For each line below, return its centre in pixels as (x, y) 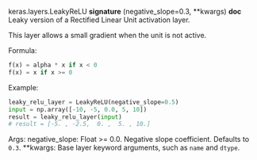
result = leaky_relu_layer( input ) (65, 117)
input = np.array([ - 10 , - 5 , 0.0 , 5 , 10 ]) (78, 109)
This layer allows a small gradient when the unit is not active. (107, 35)
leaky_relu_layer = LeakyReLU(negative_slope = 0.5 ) (94, 102)
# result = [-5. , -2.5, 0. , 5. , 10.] (79, 124)
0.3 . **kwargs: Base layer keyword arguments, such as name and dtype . (124, 148)
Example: (23, 87)
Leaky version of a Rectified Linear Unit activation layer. (99, 20)
